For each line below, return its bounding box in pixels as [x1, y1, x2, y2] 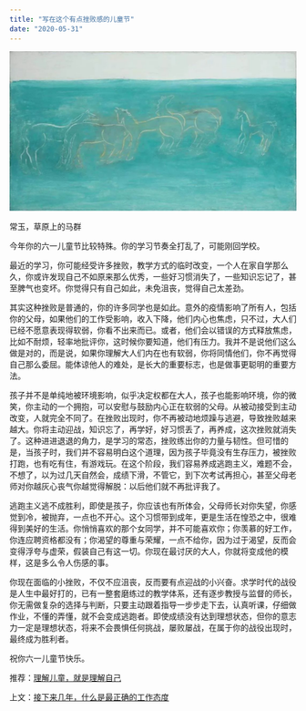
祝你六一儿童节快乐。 [9, 653, 89, 665]
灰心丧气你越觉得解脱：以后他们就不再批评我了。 [40, 481, 225, 492]
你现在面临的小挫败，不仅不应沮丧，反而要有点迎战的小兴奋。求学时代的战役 [9, 577, 297, 588]
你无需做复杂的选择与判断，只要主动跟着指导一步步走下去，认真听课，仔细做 [9, 600, 297, 611]
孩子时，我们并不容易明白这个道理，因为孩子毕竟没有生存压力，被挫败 [33, 447, 297, 458]
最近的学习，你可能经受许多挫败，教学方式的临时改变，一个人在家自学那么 [9, 260, 289, 271]
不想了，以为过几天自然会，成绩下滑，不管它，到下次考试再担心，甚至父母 [9, 469, 289, 480]
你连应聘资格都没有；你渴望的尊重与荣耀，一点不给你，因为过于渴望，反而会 [9, 534, 297, 546]
